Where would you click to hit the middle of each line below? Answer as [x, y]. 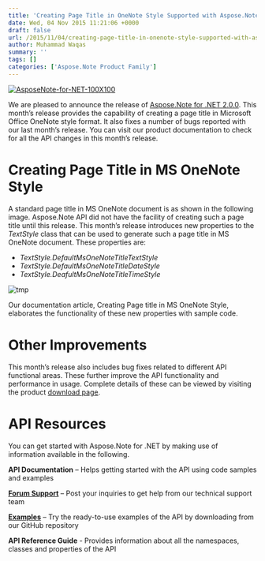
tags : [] [22, 60]
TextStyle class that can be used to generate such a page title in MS [119, 234]
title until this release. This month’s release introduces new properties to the [131, 225]
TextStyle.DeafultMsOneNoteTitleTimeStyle [90, 274]
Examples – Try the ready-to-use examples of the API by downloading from [131, 517]
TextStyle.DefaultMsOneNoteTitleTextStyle [89, 257]
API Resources [57, 424]
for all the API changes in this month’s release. [83, 138]
